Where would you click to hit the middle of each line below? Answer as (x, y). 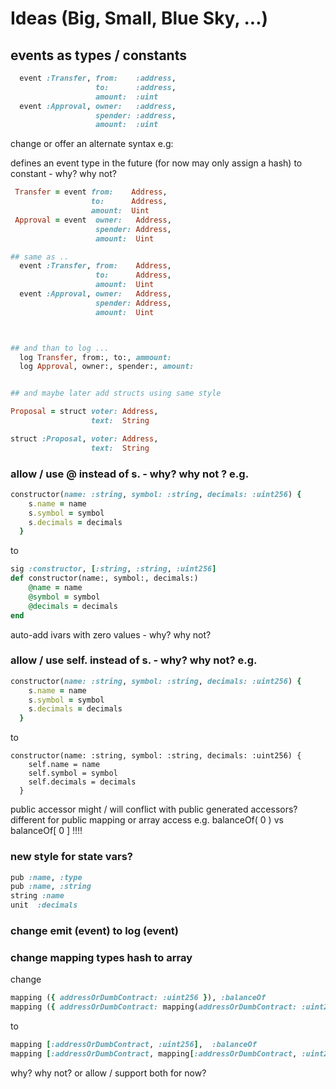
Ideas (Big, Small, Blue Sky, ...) (139, 18)
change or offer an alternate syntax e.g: (92, 144)
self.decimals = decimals (82, 782)
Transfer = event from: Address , (91, 192)
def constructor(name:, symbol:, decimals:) (104, 578)
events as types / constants (98, 55)
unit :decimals (44, 905)
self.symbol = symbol (73, 773)
